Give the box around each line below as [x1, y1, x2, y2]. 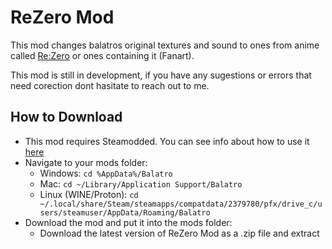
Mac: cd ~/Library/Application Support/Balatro [39, 177, 243, 190]
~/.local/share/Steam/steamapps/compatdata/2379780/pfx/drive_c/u [39, 199, 323, 209]
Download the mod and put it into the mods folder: [24, 216, 233, 228]
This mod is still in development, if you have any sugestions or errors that [10, 69, 312, 81]
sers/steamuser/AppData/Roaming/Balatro [39, 207, 211, 218]
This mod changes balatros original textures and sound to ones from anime [10, 39, 320, 51]
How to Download [10, 109, 123, 126]
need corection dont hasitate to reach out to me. [10, 79, 210, 91]
